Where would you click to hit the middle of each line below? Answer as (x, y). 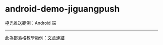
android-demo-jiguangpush (62, 9)
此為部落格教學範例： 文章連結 (35, 38)
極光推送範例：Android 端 (31, 23)
